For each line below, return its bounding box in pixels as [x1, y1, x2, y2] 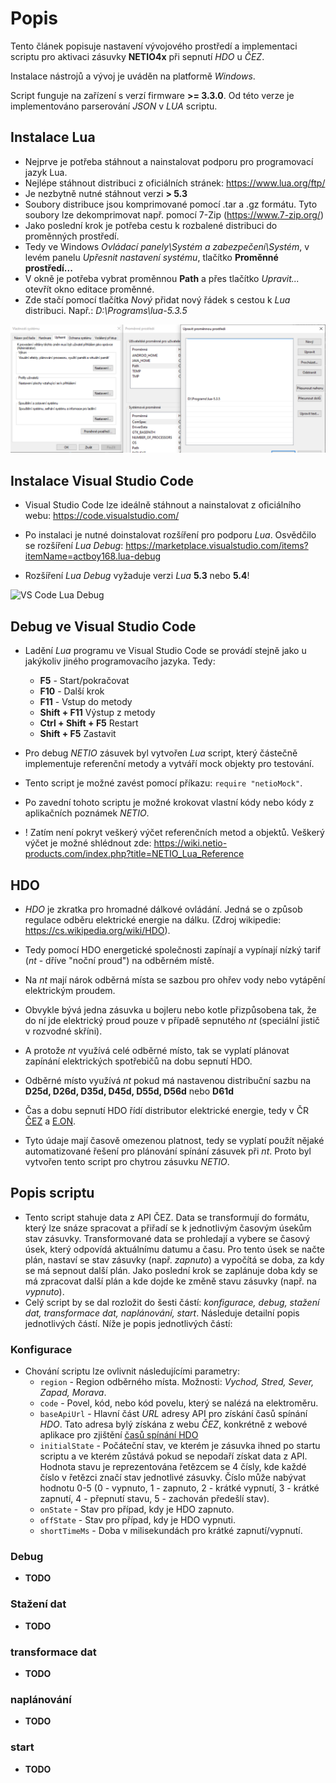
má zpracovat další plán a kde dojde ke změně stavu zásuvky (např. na [24, 1275, 317, 1287]
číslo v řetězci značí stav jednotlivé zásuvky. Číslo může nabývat [39, 1472, 307, 1484]
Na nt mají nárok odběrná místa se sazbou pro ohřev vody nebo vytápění [24, 973, 326, 986]
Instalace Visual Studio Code [10, 472, 194, 489]
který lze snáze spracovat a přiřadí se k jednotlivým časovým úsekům [24, 1222, 312, 1234]
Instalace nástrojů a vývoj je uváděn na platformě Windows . [10, 70, 256, 82]
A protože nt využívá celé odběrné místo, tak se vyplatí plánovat [24, 1044, 290, 1056]
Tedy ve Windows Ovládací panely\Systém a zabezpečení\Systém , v [24, 240, 310, 252]
